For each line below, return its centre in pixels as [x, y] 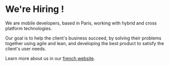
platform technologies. [29, 28]
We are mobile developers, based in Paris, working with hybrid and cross [81, 23]
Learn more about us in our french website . [50, 58]
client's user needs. [26, 48]
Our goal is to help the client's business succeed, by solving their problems [83, 38]
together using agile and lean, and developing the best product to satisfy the [85, 43]
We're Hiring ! [35, 9]
